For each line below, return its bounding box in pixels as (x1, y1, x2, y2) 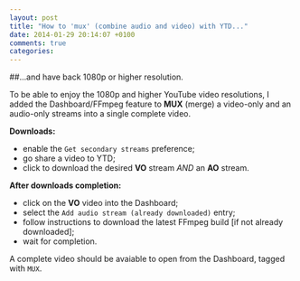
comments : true (9, 38, 67, 48)
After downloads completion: (9, 180, 122, 191)
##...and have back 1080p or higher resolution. (9, 71, 183, 82)
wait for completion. (22, 236, 98, 247)
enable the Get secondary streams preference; (22, 144, 195, 155)
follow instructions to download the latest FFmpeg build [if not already (22, 217, 284, 228)
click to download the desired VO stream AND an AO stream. (22, 163, 250, 173)
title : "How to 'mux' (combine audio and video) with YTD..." (9, 22, 248, 31)
